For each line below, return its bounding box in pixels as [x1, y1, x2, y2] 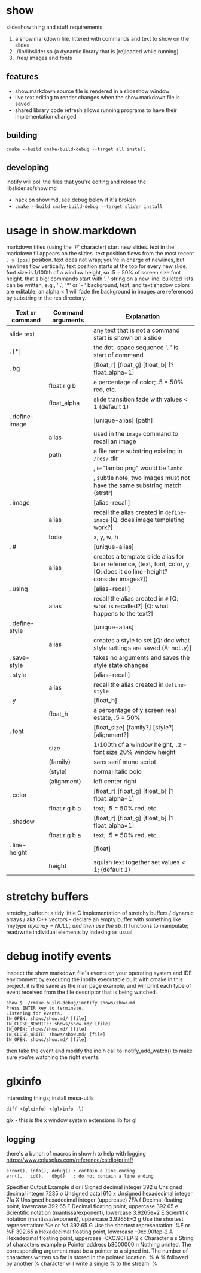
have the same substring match [93, 481, 182, 490]
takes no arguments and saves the [93, 654, 190, 662]
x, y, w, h [93, 533, 118, 541]
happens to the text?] [93, 610, 154, 618]
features [6, 71, 39, 82]
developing [6, 162, 49, 173]
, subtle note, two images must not [93, 474, 190, 482]
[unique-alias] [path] [93, 416, 154, 424]
